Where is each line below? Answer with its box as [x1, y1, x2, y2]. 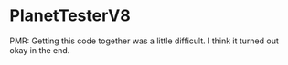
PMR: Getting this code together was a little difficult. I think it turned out [9, 35, 279, 46]
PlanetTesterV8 [9, 5, 131, 26]
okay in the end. [9, 44, 70, 55]
